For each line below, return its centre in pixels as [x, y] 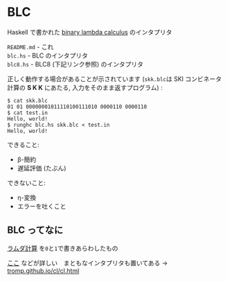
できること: [23, 144]
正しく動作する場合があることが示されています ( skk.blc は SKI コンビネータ [114, 79]
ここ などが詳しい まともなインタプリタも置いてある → [88, 263]
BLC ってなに [35, 230]
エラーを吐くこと [42, 206]
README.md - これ [30, 46]
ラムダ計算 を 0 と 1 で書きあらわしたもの [63, 248]
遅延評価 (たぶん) [42, 168]
